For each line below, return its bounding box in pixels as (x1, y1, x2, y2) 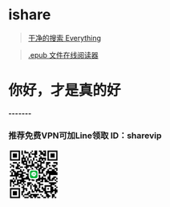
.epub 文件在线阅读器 (27, 50, 99, 59)
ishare (8, 6, 51, 24)
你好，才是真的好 (8, 82, 122, 99)
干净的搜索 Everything (27, 33, 102, 43)
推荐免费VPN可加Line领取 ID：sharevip (8, 130, 162, 141)
